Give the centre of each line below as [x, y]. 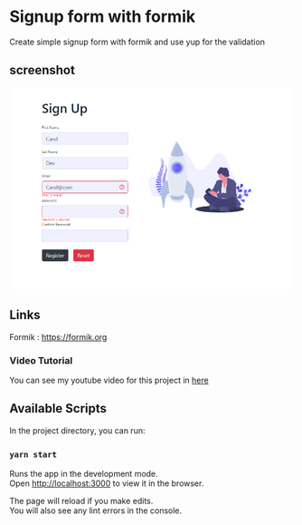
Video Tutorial [41, 360]
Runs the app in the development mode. [84, 474]
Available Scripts [58, 408]
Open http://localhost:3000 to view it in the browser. [107, 483]
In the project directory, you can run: [77, 430]
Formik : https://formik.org [58, 336]
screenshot [42, 70]
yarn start [33, 454]
